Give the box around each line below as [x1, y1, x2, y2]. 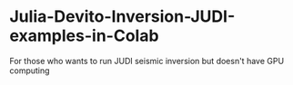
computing [9, 65, 50, 76]
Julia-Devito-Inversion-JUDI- [9, 6, 236, 27]
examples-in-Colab [9, 25, 159, 46]
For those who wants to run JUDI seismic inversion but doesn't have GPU [9, 55, 285, 66]
